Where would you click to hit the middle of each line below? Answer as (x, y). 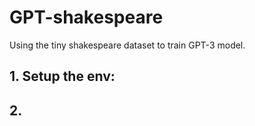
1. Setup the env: (62, 76)
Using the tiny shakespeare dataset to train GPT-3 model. (127, 45)
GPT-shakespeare (86, 17)
